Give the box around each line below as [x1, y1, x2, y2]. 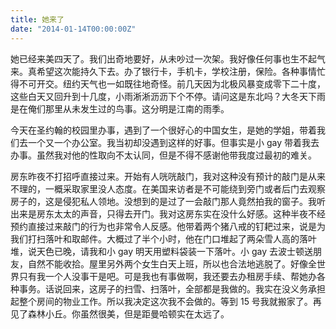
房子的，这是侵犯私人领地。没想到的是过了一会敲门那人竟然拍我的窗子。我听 [10, 195, 326, 207]
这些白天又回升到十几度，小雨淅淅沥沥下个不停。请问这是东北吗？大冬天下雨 [10, 90, 326, 102]
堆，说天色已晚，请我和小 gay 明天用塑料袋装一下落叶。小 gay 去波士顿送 [10, 245, 313, 257]
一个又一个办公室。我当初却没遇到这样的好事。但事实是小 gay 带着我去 [27, 136, 320, 148]
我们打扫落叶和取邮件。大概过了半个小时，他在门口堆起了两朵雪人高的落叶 [10, 232, 317, 245]
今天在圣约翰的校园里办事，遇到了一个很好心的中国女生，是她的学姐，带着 [10, 124, 317, 136]
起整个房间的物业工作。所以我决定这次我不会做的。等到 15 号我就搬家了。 [10, 295, 313, 307]
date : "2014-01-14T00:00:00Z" [10, 24, 137, 34]
